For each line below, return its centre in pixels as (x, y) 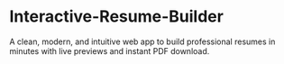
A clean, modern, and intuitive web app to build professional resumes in (142, 41)
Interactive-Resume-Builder (116, 17)
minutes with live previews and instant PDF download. (110, 50)
